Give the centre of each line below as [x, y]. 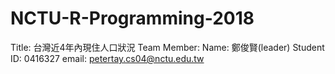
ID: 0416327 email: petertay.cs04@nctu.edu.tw [107, 58]
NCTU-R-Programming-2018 [132, 18]
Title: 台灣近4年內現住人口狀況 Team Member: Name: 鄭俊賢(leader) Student [167, 47]
